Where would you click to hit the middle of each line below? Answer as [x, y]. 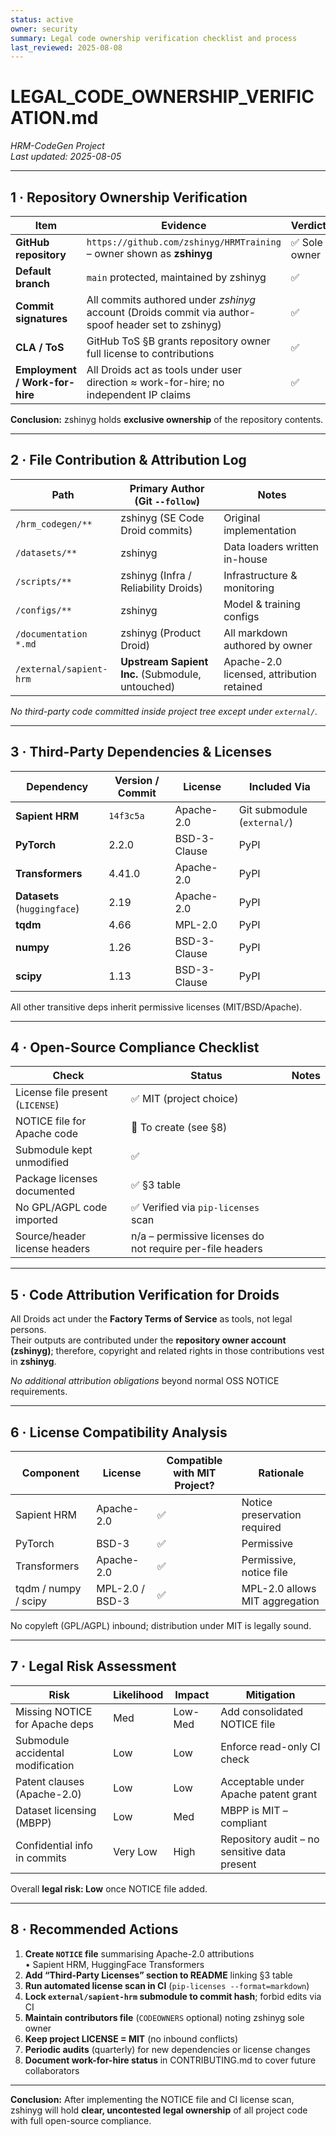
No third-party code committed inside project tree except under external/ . [164, 711]
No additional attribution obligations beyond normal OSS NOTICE [145, 1381]
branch [33, 283]
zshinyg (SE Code [162, 518]
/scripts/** [44, 581]
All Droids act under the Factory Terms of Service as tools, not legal [151, 1319]
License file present [61, 1093]
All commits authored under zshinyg [171, 299]
